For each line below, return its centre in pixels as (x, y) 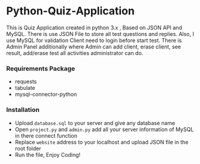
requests (26, 81)
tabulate (25, 88)
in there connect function (46, 135)
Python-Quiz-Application (70, 11)
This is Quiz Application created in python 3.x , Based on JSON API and (94, 28)
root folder (28, 148)
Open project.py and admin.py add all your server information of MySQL (104, 129)
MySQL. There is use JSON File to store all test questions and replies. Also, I (100, 34)
